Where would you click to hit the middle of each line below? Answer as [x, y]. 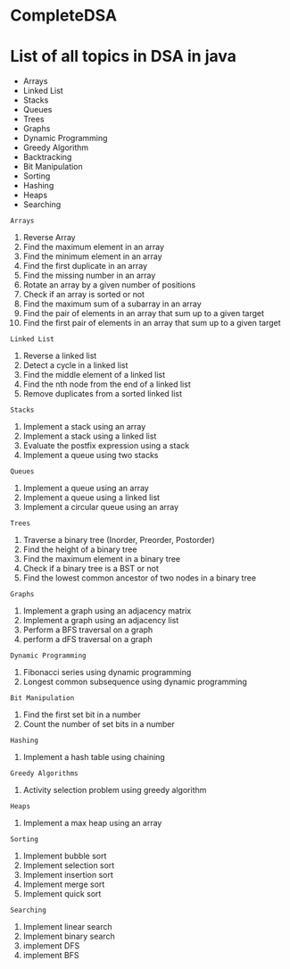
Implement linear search [67, 927]
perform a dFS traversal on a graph [87, 639]
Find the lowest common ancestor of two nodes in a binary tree [140, 578]
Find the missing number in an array [89, 276]
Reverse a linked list [60, 356]
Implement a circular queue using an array [101, 507]
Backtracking [47, 157]
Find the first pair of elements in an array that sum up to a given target [152, 323]
